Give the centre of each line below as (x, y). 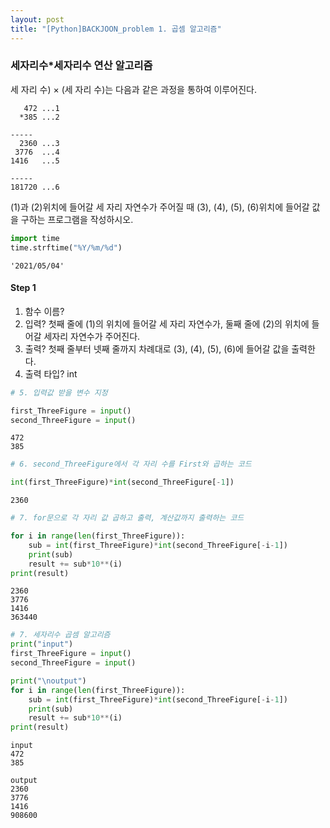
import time (35, 238)
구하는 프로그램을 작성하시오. (77, 219)
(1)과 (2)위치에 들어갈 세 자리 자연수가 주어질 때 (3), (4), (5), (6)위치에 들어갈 (160, 207)
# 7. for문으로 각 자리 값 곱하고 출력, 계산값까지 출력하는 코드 (127, 518)
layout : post (37, 19)
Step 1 (23, 288)
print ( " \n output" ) (48, 681)
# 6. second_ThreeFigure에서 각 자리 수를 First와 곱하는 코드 (131, 464)
